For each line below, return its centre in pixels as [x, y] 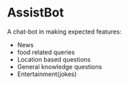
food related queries [46, 52]
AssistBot [35, 13]
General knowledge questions [60, 66]
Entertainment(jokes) [47, 74]
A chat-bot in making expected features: [64, 32]
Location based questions [54, 59]
